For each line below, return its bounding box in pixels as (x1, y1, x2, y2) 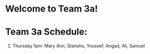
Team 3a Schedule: (5, 26, 88, 38)
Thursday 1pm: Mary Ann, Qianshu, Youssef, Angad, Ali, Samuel (12, 43, 145, 49)
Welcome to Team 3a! (5, 3, 98, 15)
